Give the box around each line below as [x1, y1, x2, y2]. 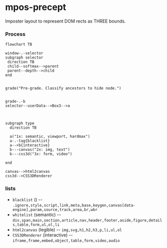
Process [5, 31, 26, 38]
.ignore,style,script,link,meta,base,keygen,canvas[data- [12, 202, 136, 208]
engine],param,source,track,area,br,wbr [12, 207, 98, 212]
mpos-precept [5, 2, 66, 13]
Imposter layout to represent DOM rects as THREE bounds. [5, 18, 126, 24]
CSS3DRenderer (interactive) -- [12, 232, 73, 238]
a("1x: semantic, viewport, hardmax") [9, 134, 91, 139]
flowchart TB [5, 42, 32, 47]
